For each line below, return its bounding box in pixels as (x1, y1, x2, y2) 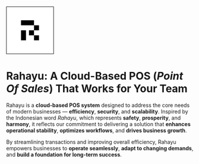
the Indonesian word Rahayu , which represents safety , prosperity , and (6, 114, 181, 121)
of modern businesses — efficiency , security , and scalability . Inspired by (6, 108, 188, 115)
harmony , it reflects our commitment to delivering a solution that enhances (6, 120, 191, 128)
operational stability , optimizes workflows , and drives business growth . (6, 127, 187, 134)
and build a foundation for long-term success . (6, 151, 122, 158)
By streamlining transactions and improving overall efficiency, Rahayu (6, 138, 176, 146)
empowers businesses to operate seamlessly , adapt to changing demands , (6, 144, 194, 152)
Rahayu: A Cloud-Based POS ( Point (6, 70, 184, 83)
